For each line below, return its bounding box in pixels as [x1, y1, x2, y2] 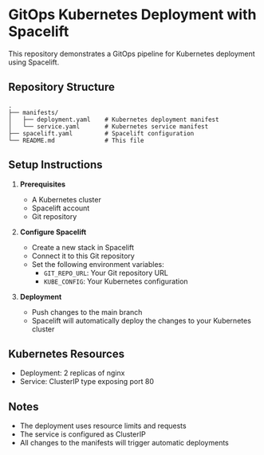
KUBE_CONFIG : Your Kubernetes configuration [43, 277, 189, 286]
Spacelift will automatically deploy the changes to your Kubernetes [31, 316, 251, 325]
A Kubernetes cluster [31, 194, 101, 204]
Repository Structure [8, 80, 116, 94]
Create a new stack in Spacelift [31, 242, 134, 252]
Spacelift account [31, 203, 90, 213]
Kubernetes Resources [8, 347, 125, 360]
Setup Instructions [8, 158, 103, 172]
